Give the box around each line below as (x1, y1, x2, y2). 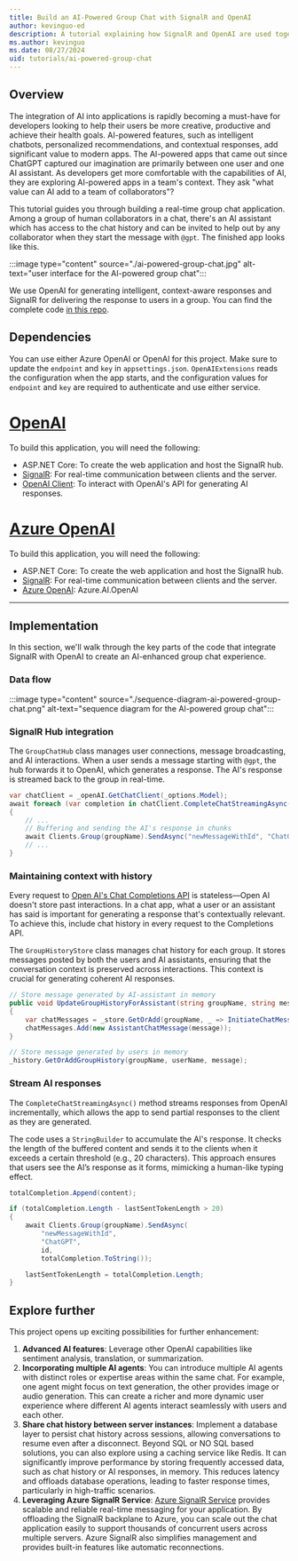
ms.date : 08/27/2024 (9, 46, 86, 55)
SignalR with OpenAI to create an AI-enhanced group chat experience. (9, 651, 267, 662)
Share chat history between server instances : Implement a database (21, 1419, 278, 1430)
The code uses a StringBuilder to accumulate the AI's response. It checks (9, 1134, 282, 1144)
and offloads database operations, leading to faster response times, (21, 1476, 271, 1486)
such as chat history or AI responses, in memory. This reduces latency (21, 1467, 280, 1477)
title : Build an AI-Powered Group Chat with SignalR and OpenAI (9, 12, 252, 22)
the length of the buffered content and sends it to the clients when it (9, 1143, 258, 1153)
